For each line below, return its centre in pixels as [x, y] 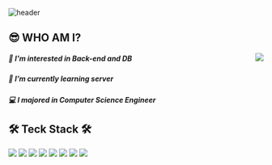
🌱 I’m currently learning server [61, 79]
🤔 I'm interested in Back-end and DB [70, 58]
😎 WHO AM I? [45, 38]
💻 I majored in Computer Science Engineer [82, 99]
